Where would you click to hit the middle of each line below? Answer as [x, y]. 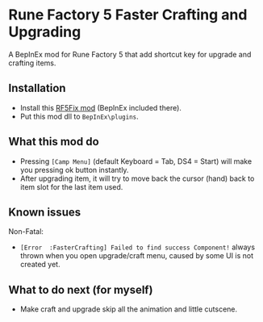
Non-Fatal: [26, 232]
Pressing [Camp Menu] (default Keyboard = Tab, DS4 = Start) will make [136, 161]
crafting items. [32, 63]
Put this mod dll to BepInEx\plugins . [79, 116]
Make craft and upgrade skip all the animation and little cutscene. [129, 309]
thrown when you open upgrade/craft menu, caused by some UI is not [137, 256]
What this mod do [54, 142]
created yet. [40, 265]
